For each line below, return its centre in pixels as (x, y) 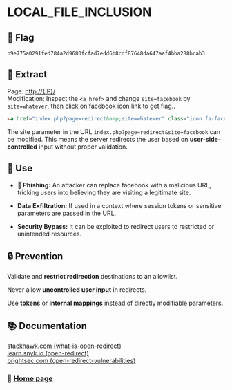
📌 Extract (27, 74)
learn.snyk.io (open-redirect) (48, 353)
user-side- (205, 139)
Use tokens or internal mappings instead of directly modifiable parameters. (115, 303)
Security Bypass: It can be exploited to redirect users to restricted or (116, 226)
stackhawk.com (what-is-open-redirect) (65, 346)
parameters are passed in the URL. (67, 213)
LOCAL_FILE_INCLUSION (79, 12)
